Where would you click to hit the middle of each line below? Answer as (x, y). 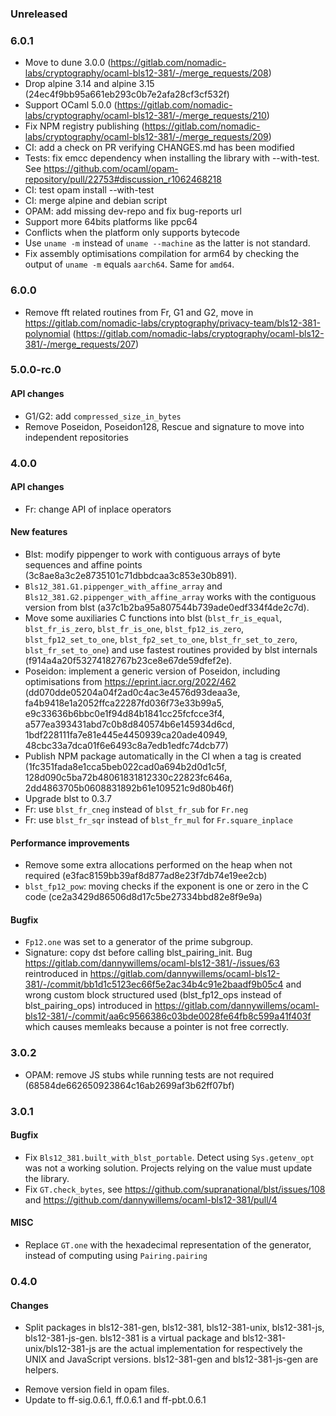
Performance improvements (70, 843)
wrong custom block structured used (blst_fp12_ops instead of (153, 995)
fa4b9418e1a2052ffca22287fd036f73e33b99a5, (124, 703)
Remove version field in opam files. (97, 1389)
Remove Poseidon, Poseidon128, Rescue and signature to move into (164, 426)
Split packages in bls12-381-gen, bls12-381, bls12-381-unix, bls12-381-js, (174, 1328)
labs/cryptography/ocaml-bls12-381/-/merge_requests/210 (145, 116)
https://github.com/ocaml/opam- (111, 169)
